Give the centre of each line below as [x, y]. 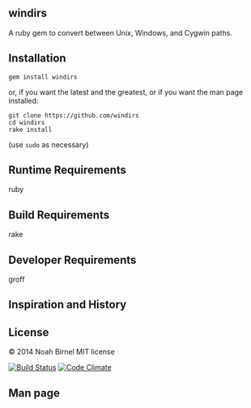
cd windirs [27, 122]
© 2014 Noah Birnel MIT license [62, 352]
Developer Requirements [72, 259]
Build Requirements [59, 215]
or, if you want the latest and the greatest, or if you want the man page [126, 91]
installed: [23, 100]
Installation [37, 59]
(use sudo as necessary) [49, 144]
